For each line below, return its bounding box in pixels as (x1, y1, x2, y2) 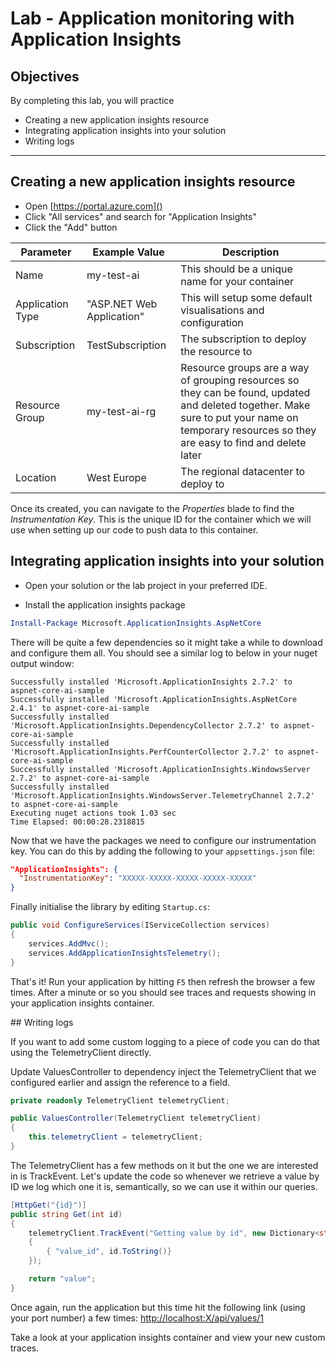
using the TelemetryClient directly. (10, 1046, 152, 1058)
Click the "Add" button (24, 221, 118, 233)
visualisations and (180, 303, 265, 317)
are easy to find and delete (180, 435, 307, 449)
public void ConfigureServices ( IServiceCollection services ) (10, 920, 271, 931)
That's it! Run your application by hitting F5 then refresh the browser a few (10, 975, 316, 987)
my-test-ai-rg (86, 404, 157, 418)
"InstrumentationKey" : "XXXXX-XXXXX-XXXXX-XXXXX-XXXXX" (19, 873, 257, 884)
